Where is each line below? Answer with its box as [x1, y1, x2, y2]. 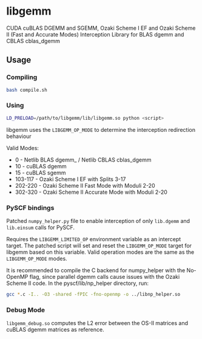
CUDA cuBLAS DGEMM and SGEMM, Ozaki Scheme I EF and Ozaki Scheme [6, 24, 196, 32]
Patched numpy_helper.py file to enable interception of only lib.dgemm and [6, 217, 190, 224]
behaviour [6, 132, 32, 140]
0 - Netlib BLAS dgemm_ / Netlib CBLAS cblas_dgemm [15, 156, 152, 163]
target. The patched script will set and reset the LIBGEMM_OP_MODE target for [6, 242, 192, 249]
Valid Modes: [6, 144, 39, 151]
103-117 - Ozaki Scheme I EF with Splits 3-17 [15, 175, 126, 183]
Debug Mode [6, 306, 45, 314]
